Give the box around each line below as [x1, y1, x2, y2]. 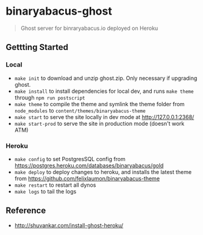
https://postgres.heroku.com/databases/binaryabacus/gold [14, 162, 164, 169]
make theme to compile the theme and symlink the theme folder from [14, 100, 185, 107]
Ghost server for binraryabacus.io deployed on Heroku [20, 24, 158, 32]
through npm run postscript [14, 93, 86, 101]
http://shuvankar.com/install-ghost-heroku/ [14, 222, 124, 229]
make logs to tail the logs [14, 187, 77, 195]
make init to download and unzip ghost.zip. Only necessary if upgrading [14, 74, 198, 82]
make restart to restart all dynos [14, 181, 96, 189]
